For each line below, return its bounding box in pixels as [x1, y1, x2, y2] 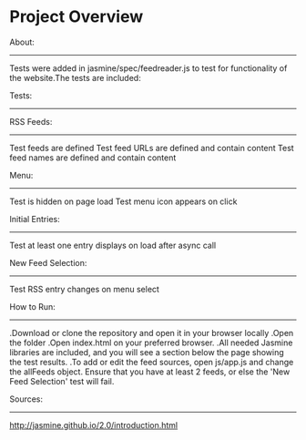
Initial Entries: [9, 213, 61, 224]
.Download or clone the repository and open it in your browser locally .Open [9, 327, 294, 338]
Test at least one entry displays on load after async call [9, 240, 217, 251]
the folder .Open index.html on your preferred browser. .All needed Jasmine [9, 337, 293, 348]
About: [9, 36, 35, 47]
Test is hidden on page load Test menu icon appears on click [9, 196, 238, 207]
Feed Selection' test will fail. [9, 375, 115, 386]
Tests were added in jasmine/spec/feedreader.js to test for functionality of [9, 62, 288, 74]
